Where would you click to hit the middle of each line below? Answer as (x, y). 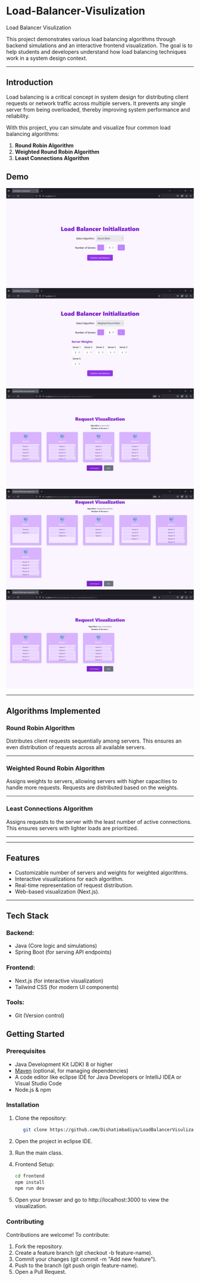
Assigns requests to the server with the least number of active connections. (99, 821)
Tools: (15, 1002)
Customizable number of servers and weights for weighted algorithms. (101, 872)
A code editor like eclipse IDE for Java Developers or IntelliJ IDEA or (98, 1077)
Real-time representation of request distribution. (74, 885)
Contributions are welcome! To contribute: (58, 1234)
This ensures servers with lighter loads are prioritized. (72, 828)
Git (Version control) (40, 1015)
